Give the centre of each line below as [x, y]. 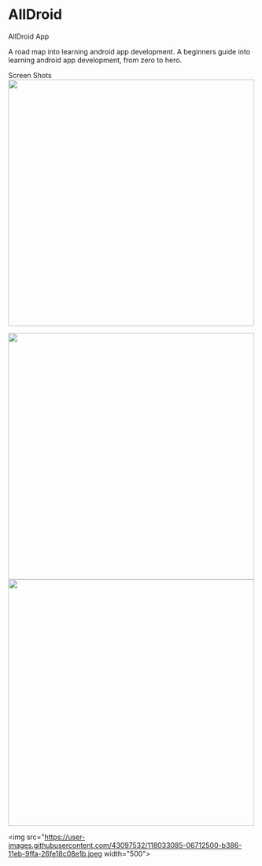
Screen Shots [30, 75]
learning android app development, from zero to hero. [95, 60]
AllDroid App [29, 36]
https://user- [65, 837]
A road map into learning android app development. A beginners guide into [129, 51]
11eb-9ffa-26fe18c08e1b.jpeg [55, 853]
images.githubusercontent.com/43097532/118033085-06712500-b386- [125, 845]
